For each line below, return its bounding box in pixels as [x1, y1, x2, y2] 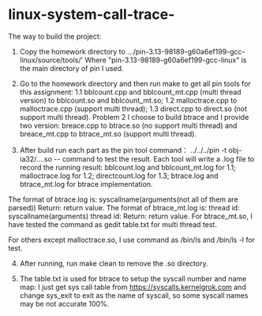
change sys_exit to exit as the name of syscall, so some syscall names [19, 290, 249, 300]
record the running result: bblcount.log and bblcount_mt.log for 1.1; [19, 162, 237, 172]
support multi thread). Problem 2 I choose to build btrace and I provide [19, 112, 249, 121]
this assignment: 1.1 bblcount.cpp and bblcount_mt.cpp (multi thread [19, 87, 242, 96]
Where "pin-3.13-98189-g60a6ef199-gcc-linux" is [84, 55, 247, 65]
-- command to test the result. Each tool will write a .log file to [54, 154, 255, 163]
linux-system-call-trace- [8, 6, 175, 24]
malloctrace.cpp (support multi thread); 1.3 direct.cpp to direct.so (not [19, 104, 247, 113]
